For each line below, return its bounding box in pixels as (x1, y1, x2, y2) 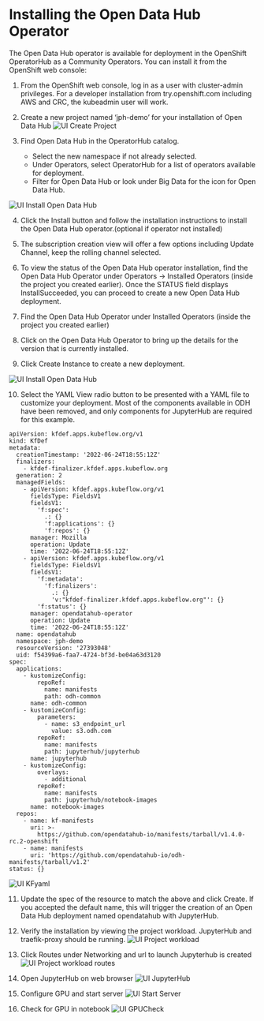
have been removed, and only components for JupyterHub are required (20, 406, 253, 416)
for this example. (20, 414, 76, 424)
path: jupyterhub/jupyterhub (43, 747, 140, 755)
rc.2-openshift (9, 837, 59, 845)
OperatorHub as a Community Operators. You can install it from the (9, 57, 228, 66)
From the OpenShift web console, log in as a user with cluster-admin (20, 80, 244, 90)
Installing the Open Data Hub (9, 6, 201, 24)
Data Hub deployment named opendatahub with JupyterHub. (20, 911, 219, 920)
